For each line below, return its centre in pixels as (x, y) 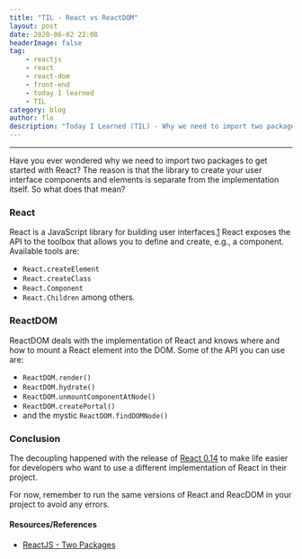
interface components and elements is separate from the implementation (144, 180)
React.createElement (61, 270)
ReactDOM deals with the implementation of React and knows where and (145, 340)
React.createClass (57, 279)
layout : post (34, 26)
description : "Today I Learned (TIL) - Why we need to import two (136, 127)
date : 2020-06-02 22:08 (54, 34)
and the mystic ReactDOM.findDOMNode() (95, 415)
